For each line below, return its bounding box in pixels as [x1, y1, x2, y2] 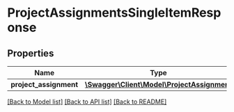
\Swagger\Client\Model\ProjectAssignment [84, 80, 232, 89]
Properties [7, 47, 54, 59]
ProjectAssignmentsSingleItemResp [7, 5, 221, 21]
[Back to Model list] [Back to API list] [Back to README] [7, 97, 167, 106]
